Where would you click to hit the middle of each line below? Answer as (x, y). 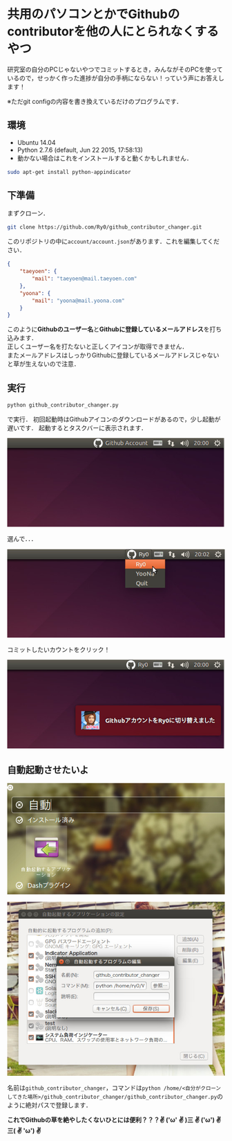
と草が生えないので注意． (43, 364)
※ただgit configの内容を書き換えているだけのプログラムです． (95, 101)
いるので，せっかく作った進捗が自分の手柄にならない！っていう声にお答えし (116, 78)
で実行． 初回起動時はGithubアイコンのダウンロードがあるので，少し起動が (114, 419)
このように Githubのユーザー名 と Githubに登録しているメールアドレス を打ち (115, 329)
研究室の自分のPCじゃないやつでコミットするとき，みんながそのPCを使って (115, 69)
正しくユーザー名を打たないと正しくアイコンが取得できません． (98, 346)
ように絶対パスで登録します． (49, 1105)
